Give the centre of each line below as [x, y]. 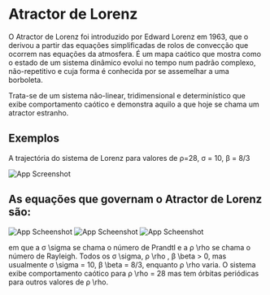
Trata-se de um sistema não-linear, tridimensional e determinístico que [127, 95]
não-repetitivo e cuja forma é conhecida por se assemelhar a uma [119, 71]
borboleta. [26, 80]
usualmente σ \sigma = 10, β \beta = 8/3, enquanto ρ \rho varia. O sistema [132, 264]
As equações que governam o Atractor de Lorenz [135, 200]
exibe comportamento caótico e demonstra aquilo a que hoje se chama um [134, 104]
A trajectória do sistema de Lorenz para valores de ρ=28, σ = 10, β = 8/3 [129, 158]
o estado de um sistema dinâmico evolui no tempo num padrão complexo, [132, 63]
